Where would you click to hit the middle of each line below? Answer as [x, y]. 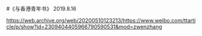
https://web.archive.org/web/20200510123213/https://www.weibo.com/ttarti [101, 20]
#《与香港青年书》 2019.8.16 [41, 9]
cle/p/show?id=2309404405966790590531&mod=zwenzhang [84, 27]
